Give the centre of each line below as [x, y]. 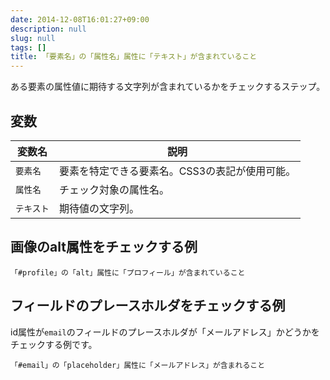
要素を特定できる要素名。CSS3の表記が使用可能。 [177, 171]
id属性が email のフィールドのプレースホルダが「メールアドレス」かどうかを [165, 332]
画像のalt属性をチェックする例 [104, 247]
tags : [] [28, 47]
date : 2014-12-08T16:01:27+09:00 [80, 19]
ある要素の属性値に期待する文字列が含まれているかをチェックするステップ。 [168, 87]
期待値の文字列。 [99, 208]
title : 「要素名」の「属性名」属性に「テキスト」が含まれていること [134, 57]
